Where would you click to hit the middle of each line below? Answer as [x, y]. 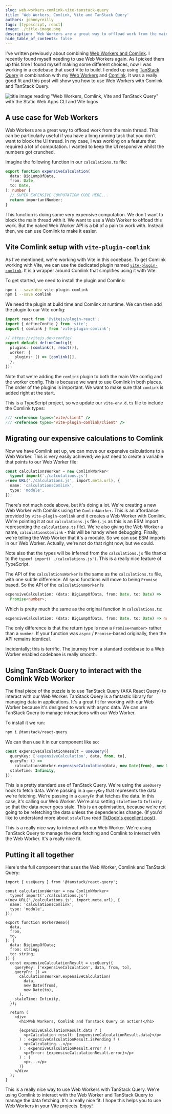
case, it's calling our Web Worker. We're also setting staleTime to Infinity [84, 802]
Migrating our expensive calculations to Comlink [84, 439]
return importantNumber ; [36, 200]
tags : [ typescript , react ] [34, 24]
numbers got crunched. [30, 152]
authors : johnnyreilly [29, 20]
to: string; [23, 954]
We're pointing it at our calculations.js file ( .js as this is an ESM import [82, 521]
